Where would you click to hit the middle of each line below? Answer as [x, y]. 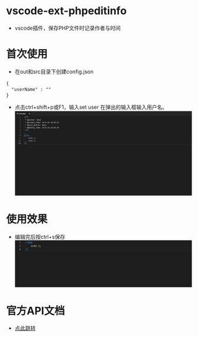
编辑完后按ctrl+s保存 [40, 236]
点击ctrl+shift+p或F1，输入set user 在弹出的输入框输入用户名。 [91, 107]
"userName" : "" [31, 89]
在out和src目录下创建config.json [54, 72]
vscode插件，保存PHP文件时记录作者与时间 [67, 28]
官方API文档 [35, 311]
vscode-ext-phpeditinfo [66, 11]
